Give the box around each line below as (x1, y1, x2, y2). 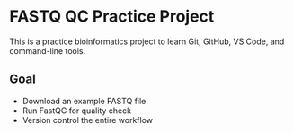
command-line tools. (9, 45, 86, 56)
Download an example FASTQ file (22, 95, 146, 106)
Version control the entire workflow (22, 114, 154, 125)
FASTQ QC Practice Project (9, 6, 215, 27)
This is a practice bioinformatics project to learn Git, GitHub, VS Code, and (9, 36, 285, 47)
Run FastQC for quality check (22, 105, 132, 116)
